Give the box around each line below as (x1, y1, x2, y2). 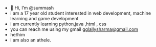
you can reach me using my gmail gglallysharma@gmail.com (10, 26, 139, 32)
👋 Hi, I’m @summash (10, 5, 54, 11)
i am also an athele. (10, 37, 51, 43)
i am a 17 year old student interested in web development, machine (10, 10, 151, 16)
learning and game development (10, 16, 79, 21)
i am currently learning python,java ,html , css (10, 21, 106, 27)
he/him (10, 32, 26, 37)
